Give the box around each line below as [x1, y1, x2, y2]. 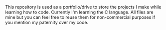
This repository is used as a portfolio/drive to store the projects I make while [5, 4, 162, 10]
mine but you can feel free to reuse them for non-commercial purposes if [5, 15, 156, 20]
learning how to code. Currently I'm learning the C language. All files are [5, 9, 154, 15]
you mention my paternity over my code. [5, 19, 89, 25]
